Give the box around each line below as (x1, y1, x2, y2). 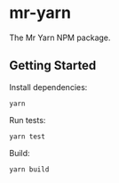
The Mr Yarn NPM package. (9, 32, 111, 43)
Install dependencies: (9, 81, 88, 92)
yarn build (9, 164, 50, 174)
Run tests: (9, 114, 46, 125)
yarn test (9, 132, 46, 141)
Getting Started (9, 58, 97, 73)
